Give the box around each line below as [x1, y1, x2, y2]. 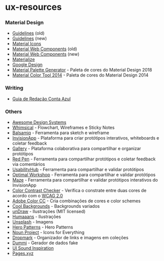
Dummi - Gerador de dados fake [12, 240, 78, 246]
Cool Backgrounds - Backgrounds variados [12, 203, 100, 209]
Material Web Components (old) [12, 46, 77, 52]
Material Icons [12, 41, 41, 47]
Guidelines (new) [12, 36, 47, 41]
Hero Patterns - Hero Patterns [12, 224, 73, 230]
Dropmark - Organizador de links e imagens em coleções [12, 235, 129, 241]
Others [5, 108, 22, 115]
